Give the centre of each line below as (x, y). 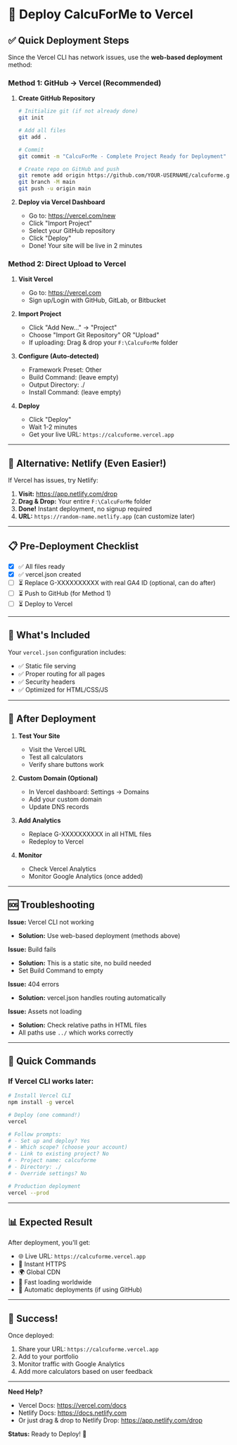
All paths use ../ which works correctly (76, 1032)
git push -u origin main (55, 189)
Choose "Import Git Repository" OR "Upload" (94, 335)
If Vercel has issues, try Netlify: (53, 480)
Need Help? (25, 1392)
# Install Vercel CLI (40, 1096)
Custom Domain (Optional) (58, 778)
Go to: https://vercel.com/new (72, 216)
